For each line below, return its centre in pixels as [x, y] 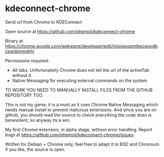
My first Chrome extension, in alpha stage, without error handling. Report [79, 129]
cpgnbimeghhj [20, 51]
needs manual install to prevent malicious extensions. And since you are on [81, 110]
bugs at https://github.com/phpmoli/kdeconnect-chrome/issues [69, 135]
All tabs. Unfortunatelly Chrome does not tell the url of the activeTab [81, 70]
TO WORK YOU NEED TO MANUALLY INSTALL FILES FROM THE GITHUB [79, 90]
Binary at [14, 41]
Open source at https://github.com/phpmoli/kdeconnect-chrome [70, 31]
